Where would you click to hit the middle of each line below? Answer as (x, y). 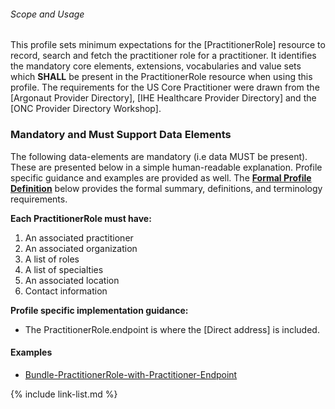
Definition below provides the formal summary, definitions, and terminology (166, 188)
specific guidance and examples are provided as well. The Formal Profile (161, 177)
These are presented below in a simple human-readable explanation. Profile (166, 167)
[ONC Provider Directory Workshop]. (86, 109)
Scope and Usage (47, 14)
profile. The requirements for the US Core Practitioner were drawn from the (165, 87)
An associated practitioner (79, 237)
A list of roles (52, 259)
